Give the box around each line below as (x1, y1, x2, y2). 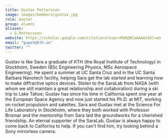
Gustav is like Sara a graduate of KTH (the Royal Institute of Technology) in (5, 58, 161, 64)
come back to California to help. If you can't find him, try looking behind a (5, 123, 158, 129)
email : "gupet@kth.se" (5, 40, 53, 45)
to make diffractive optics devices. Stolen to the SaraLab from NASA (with (5, 80, 159, 86)
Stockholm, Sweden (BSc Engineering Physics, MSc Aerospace (5, 64, 137, 70)
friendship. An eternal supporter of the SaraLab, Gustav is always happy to (5, 117, 160, 123)
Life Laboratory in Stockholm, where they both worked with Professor (5, 107, 150, 113)
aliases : (5, 26, 24, 31)
